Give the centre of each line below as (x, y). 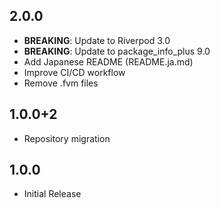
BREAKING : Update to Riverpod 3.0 (97, 40)
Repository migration (67, 138)
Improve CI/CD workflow (74, 72)
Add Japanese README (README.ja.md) (108, 61)
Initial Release (52, 194)
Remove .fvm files (61, 83)
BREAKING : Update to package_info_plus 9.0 (117, 51)
